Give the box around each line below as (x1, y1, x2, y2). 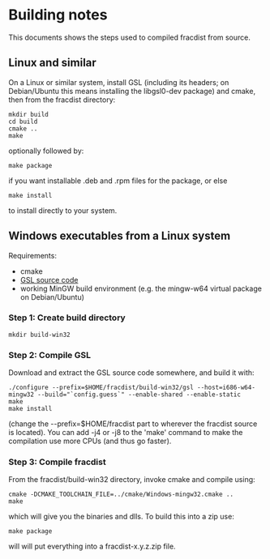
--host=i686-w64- (197, 383, 255, 392)
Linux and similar (8, 56, 97, 70)
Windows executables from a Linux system (8, 229, 231, 243)
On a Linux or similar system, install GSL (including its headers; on (8, 77, 229, 87)
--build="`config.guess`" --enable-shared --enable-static (37, 390, 242, 399)
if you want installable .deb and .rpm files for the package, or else (8, 176, 228, 186)
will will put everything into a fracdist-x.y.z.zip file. (8, 541, 176, 552)
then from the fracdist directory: (8, 95, 116, 105)
